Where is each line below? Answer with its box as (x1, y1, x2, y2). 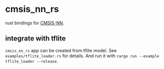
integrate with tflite (5, 34, 66, 43)
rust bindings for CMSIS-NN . (5, 20, 64, 26)
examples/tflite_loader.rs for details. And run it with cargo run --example (5, 53, 159, 59)
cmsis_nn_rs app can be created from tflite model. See (5, 47, 117, 53)
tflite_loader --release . (5, 58, 58, 64)
